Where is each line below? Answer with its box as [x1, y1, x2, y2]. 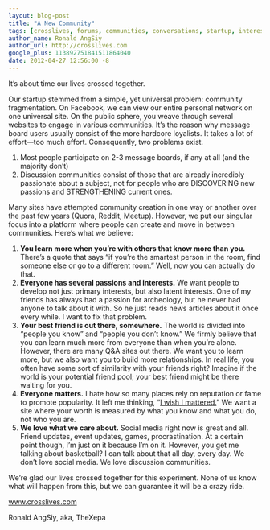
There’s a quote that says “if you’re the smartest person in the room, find [19, 252, 261, 261]
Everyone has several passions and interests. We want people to [19, 277, 239, 287]
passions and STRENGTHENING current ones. [19, 187, 173, 196]
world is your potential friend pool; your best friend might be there [19, 372, 239, 381]
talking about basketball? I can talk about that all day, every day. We [19, 448, 245, 458]
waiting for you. [19, 380, 72, 390]
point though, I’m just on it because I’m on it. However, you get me [19, 440, 239, 450]
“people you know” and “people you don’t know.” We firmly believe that [19, 329, 257, 339]
